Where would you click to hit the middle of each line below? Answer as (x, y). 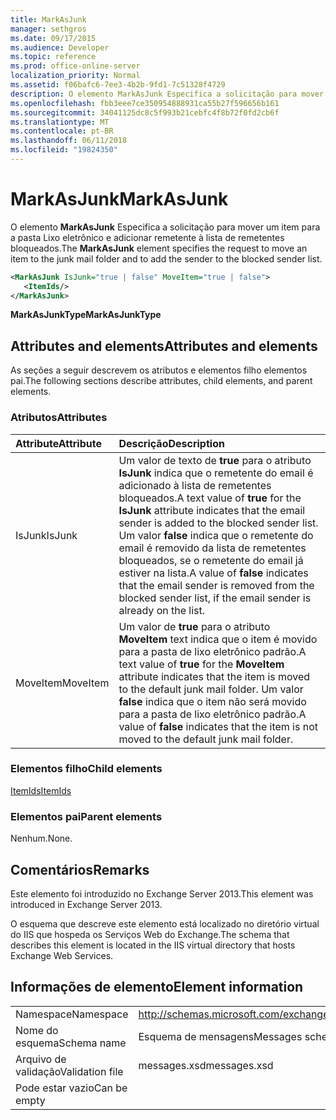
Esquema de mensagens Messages (220, 1036)
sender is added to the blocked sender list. (218, 523)
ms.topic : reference (53, 57)
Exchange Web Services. (62, 955)
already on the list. (162, 610)
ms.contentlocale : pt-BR (62, 131)
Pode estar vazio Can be (71, 1088)
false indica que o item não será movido (212, 701)
